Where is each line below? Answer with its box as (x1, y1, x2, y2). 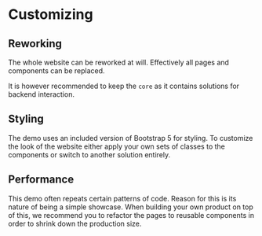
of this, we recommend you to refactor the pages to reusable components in (8, 210, 255, 219)
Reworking (8, 37, 63, 50)
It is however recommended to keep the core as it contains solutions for (8, 81, 240, 90)
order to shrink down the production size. (8, 219, 142, 228)
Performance (8, 173, 75, 186)
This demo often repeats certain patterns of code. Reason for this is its (8, 194, 237, 203)
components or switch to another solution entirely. (8, 149, 171, 159)
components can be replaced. (8, 66, 105, 76)
